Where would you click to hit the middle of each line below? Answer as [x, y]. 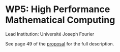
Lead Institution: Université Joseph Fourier [50, 34]
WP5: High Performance [58, 9]
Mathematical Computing [60, 20]
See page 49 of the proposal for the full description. [60, 43]
